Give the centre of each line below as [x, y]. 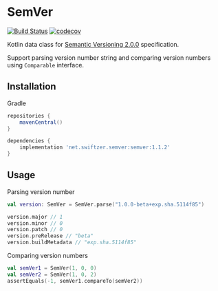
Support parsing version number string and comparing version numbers [109, 57]
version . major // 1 [35, 217]
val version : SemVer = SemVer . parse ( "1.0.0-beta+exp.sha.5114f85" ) [106, 204]
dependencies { [29, 141]
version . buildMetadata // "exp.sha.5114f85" [72, 242]
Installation [32, 87]
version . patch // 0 [35, 230]
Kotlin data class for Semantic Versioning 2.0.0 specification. [93, 44]
